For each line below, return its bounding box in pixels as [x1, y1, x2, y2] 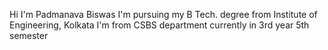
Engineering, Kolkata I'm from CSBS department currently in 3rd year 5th [9, 19, 310, 31]
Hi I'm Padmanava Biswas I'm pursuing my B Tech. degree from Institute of [9, 9, 318, 20]
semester [9, 30, 49, 41]
